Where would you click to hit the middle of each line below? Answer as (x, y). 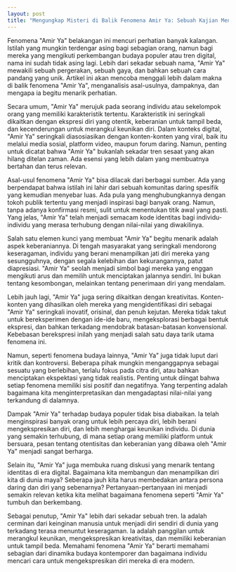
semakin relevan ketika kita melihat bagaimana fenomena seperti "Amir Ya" (116, 495)
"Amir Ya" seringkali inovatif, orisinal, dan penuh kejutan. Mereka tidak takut (117, 312)
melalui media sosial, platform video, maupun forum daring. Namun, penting (117, 144)
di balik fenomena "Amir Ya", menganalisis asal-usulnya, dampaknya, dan (113, 85)
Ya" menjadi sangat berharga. (50, 451)
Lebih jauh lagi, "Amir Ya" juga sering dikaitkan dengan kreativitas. (103, 297)
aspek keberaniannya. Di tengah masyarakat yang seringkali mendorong (112, 246)
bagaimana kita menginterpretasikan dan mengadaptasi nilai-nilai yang (110, 393)
